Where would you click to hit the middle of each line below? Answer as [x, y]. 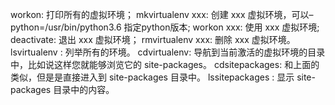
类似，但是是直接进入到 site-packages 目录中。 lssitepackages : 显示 [152, 77]
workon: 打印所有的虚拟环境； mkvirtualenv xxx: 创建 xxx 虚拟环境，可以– [162, 14]
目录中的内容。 [84, 89]
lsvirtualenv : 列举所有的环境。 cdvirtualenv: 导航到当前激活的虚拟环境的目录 [168, 52]
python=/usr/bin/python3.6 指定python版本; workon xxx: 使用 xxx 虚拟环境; [165, 27]
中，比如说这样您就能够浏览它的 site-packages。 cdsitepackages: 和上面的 [165, 64]
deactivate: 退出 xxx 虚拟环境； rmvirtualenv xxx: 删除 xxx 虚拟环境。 [153, 39]
